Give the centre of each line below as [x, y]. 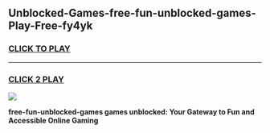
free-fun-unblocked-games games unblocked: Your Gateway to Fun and [131, 111]
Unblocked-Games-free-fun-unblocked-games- [132, 13]
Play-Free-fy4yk [51, 26]
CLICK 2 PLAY [36, 79]
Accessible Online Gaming [53, 120]
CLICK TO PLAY [39, 49]
